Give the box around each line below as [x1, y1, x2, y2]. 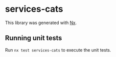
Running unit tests [5, 34, 62, 42]
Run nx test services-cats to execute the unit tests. [5, 47, 111, 53]
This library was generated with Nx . [5, 20, 77, 26]
